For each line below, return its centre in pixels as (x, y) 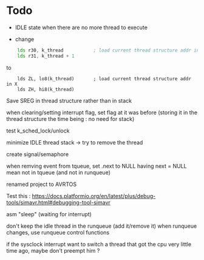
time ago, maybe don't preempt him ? (53, 250)
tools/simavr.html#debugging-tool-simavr (58, 202)
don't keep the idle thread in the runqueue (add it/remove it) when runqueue (102, 226)
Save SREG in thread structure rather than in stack (69, 100)
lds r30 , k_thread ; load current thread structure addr (104, 50)
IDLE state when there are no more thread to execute (81, 27)
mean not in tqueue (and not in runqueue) (59, 172)
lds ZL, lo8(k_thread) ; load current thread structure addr (104, 79)
